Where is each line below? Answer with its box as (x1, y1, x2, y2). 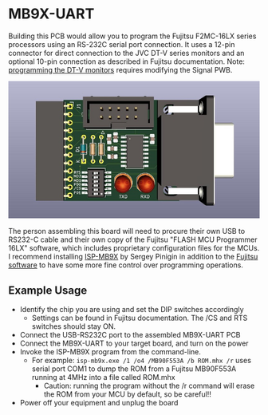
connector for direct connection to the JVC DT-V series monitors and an (8, 48, 245, 57)
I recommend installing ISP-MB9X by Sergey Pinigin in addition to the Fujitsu (8, 252, 258, 262)
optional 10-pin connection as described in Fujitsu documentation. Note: (8, 57, 246, 66)
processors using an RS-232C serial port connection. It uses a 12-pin (8, 39, 235, 49)
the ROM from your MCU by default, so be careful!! (43, 389, 211, 399)
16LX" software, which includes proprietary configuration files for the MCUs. (8, 243, 260, 253)
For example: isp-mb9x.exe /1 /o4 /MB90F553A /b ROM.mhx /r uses (31, 356, 251, 366)
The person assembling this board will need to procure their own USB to (8, 227, 246, 236)
